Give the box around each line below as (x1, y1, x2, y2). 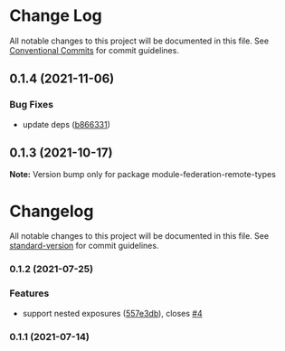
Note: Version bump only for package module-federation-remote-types (9, 169, 276, 180)
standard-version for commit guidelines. (9, 241, 159, 251)
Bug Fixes (9, 99, 54, 111)
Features (9, 287, 50, 299)
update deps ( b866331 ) (22, 119, 111, 129)
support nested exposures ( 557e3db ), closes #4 (22, 308, 204, 318)
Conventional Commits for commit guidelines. (9, 44, 179, 55)
